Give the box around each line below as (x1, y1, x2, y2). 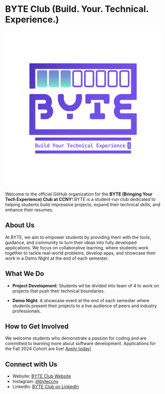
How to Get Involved (5, 322, 69, 330)
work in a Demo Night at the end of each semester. (5, 255, 109, 261)
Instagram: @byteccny (12, 379, 59, 385)
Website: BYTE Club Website (12, 373, 71, 379)
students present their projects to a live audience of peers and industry (12, 303, 157, 309)
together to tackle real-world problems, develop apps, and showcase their (5, 250, 156, 256)
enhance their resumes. (5, 206, 53, 213)
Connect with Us (5, 360, 58, 368)
